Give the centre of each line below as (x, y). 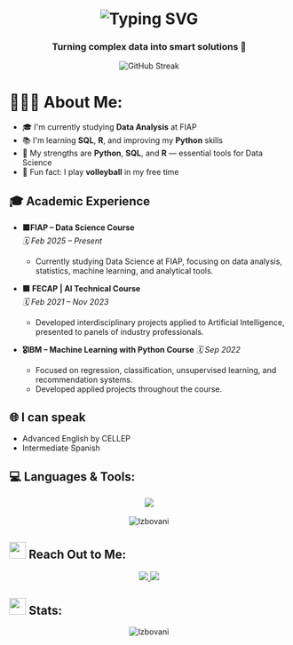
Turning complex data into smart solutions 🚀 (149, 47)
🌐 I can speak (48, 417)
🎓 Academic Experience (80, 201)
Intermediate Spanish (61, 448)
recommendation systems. (84, 380)
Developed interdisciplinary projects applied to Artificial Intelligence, (160, 322)
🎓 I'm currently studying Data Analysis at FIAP (109, 127)
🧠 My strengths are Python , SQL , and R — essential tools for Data (143, 153)
